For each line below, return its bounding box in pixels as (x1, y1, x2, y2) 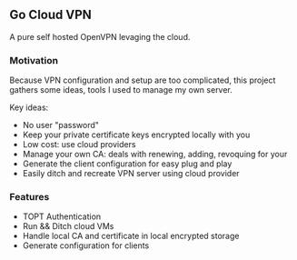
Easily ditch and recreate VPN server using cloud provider (22, 168, 240, 179)
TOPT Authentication (22, 211, 102, 222)
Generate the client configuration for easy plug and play (22, 158, 233, 169)
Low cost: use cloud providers (22, 139, 136, 150)
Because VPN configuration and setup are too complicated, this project (9, 75, 276, 85)
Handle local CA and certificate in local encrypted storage (22, 231, 240, 242)
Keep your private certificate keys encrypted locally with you (22, 129, 251, 140)
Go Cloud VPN (9, 7, 93, 23)
